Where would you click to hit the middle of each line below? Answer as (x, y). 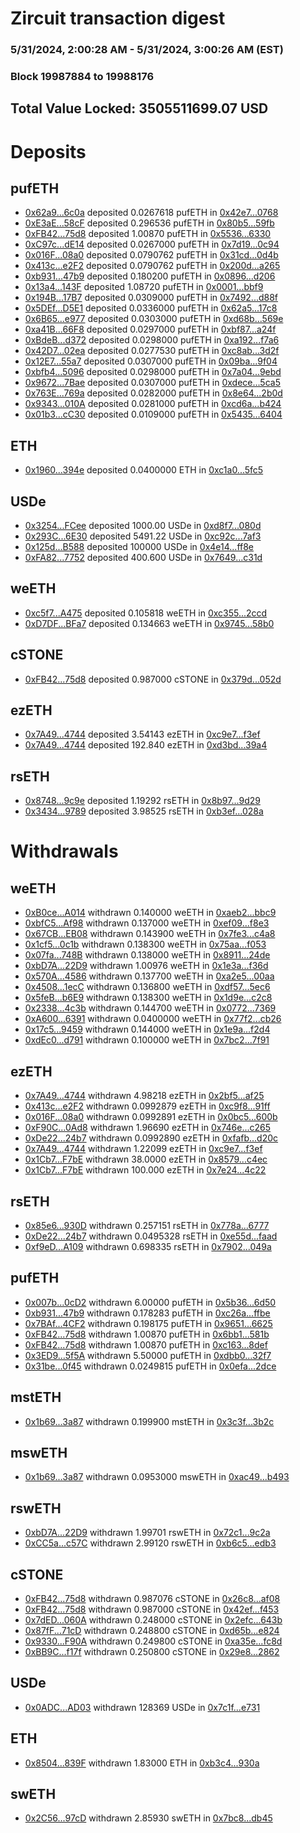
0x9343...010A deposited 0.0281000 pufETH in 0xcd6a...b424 (153, 404)
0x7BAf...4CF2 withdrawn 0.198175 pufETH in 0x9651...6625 (148, 1323)
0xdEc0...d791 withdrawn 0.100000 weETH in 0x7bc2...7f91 (147, 1040)
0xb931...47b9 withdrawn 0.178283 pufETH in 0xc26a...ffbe (147, 1313)
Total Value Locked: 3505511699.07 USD (139, 108)
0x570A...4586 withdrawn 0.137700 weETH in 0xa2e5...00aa (149, 976)
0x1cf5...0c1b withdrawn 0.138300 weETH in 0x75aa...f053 (145, 944)
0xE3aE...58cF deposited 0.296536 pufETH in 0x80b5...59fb (149, 223)
